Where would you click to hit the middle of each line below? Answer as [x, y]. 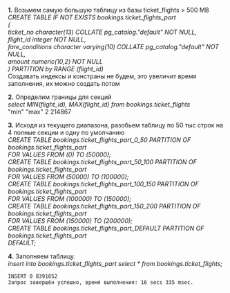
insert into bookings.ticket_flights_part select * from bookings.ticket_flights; [115, 264]
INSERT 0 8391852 [33, 276]
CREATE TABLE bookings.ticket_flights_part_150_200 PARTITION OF [104, 206]
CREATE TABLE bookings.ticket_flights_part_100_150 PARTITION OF [104, 184]
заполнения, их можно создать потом [64, 83]
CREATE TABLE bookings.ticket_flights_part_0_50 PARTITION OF [99, 140]
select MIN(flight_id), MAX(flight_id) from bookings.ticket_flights [99, 104]
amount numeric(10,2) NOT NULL [55, 61]
